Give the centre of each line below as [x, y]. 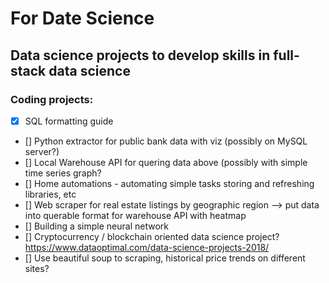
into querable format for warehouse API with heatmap [135, 215]
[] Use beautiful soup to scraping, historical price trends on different [165, 258]
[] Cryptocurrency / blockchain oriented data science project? [152, 236]
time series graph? [63, 173]
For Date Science [82, 18]
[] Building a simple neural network [96, 226]
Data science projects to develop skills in [140, 55]
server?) [42, 151]
